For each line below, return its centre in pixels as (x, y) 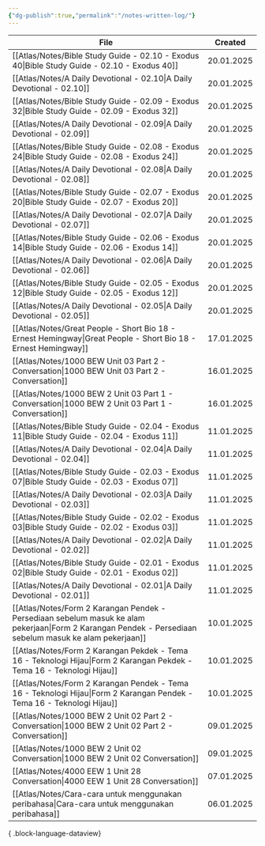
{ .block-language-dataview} (55, 833)
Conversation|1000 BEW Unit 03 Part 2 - (89, 371)
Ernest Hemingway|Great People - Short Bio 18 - (104, 338)
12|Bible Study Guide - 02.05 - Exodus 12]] (95, 293)
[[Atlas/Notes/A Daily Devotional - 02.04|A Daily (103, 449)
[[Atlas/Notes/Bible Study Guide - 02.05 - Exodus (106, 283)
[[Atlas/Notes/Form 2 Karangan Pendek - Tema (101, 683)
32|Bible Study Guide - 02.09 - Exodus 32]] (95, 111)
